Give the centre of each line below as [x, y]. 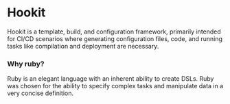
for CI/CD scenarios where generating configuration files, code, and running [115, 38]
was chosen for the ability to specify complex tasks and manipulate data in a [115, 86]
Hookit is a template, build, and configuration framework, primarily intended [114, 31]
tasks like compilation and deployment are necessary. [83, 46]
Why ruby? [26, 64]
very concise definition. [41, 93]
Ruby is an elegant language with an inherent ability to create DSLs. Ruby [111, 79]
